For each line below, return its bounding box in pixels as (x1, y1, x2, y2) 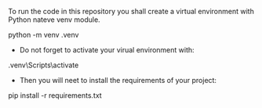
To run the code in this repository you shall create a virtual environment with (8, 7, 255, 16)
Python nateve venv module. (8, 15, 100, 24)
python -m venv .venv (8, 31, 79, 39)
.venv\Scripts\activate (8, 60, 79, 70)
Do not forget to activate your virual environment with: (19, 45, 195, 54)
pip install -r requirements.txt (8, 91, 102, 100)
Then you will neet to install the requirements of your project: (19, 76, 217, 85)
